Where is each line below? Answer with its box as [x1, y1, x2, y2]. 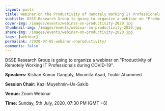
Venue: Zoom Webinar [5, 90, 51, 96]
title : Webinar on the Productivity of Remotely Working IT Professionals [5, 12, 162, 17]
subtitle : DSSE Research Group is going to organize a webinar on [5, 16, 144, 21]
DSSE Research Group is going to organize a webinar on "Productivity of [5, 57, 152, 63]
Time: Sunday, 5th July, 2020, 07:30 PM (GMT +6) [5, 100, 108, 106]
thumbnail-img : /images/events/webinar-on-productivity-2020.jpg [5, 25, 141, 30]
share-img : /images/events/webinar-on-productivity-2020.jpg [5, 30, 133, 35]
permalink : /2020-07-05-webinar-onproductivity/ [5, 39, 107, 44]
